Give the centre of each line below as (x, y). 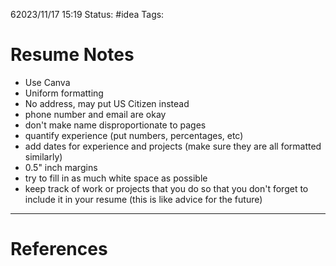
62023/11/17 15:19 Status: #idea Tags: (87, 14)
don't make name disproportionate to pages (115, 125)
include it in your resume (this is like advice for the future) (143, 199)
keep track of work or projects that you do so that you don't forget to (166, 188)
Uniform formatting (64, 93)
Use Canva (47, 82)
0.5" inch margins (61, 167)
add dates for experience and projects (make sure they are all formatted (173, 146)
